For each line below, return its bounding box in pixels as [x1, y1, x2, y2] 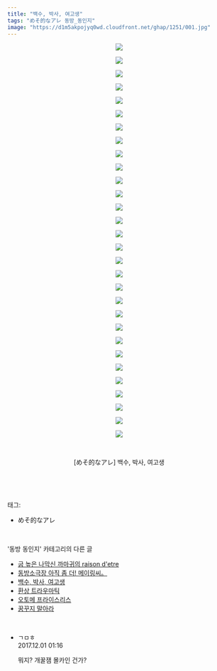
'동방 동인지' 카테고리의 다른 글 [7, 545, 93, 554]
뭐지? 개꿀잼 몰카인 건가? [17, 656, 87, 665]
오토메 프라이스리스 [17, 596, 72, 604]
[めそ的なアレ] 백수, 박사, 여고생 [73, 458, 165, 467]
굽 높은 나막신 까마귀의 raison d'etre [17, 560, 119, 569]
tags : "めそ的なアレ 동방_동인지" [7, 17, 96, 24]
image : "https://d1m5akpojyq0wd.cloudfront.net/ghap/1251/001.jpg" [7, 23, 211, 31]
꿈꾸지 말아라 [17, 604, 55, 613]
